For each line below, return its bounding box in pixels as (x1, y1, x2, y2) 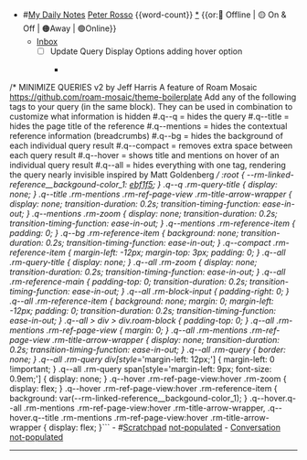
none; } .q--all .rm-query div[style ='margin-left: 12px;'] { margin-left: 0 (9, 354, 276, 365)
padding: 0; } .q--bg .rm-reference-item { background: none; (9, 228, 239, 239)
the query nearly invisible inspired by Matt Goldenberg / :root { (9, 169, 245, 180)
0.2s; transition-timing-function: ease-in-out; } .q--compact (45, 238, 271, 249)
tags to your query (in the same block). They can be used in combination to (9, 102, 293, 112)
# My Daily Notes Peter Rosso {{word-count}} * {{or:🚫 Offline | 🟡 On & (22, 9, 287, 20)
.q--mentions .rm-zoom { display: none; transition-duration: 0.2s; (31, 209, 279, 219)
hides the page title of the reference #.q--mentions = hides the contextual (9, 121, 288, 132)
